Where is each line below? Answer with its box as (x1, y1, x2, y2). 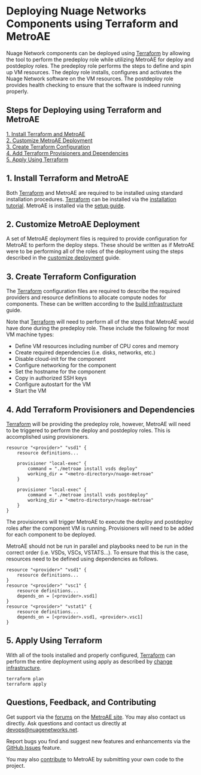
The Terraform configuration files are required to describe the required (6, 288, 181, 295)
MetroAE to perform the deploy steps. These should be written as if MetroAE (6, 242, 195, 249)
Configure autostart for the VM (14, 381, 91, 388)
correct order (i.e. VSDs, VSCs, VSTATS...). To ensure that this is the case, (6, 549, 189, 556)
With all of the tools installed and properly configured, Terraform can (6, 652, 175, 659)
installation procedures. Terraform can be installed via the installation (6, 195, 176, 203)
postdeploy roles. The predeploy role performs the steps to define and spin (6, 62, 191, 70)
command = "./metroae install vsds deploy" (28, 466, 138, 472)
